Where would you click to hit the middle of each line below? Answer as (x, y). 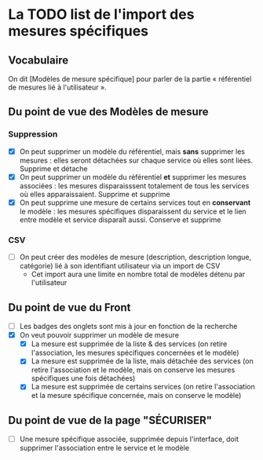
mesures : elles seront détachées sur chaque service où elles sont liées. (136, 160)
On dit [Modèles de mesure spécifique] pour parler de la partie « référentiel (130, 79)
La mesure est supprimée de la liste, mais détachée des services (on (142, 361)
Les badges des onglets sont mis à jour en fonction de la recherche (128, 327)
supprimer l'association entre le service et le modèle (104, 448)
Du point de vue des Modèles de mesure (109, 112)
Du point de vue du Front (69, 307)
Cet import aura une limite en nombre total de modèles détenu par (138, 274)
